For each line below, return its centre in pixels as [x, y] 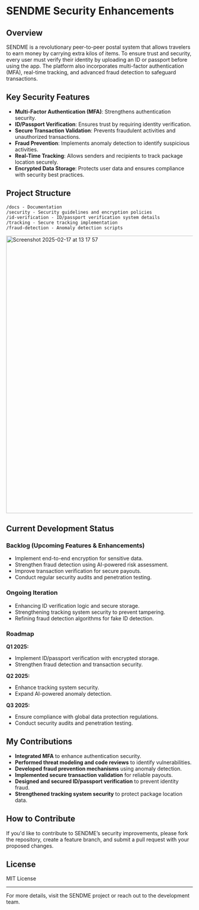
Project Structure [38, 193]
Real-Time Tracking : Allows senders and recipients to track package [99, 156]
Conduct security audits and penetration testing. [74, 723]
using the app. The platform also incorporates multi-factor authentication [95, 66]
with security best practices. [49, 175]
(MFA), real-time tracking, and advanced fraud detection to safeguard [91, 72]
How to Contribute [41, 819]
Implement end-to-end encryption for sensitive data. [79, 559]
